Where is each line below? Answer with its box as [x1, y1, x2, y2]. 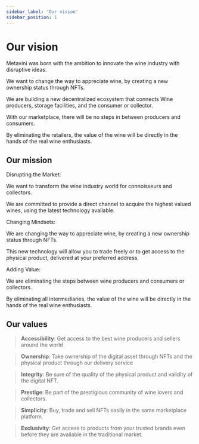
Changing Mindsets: [6, 219, 55, 226]
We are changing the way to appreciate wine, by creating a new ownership [6, 230, 189, 237]
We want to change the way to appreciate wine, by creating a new [6, 78, 169, 85]
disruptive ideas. [6, 66, 47, 74]
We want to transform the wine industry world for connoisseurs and [6, 183, 172, 190]
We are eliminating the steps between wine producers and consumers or [6, 277, 185, 284]
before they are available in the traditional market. [20, 431, 143, 438]
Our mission [6, 155, 52, 165]
